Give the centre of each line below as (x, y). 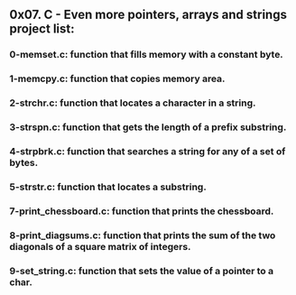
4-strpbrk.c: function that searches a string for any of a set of (148, 151)
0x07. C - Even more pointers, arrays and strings (148, 15)
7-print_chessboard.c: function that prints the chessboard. (142, 211)
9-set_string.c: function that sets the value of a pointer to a (141, 271)
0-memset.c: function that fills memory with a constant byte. (147, 55)
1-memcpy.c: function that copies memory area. (117, 78)
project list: (42, 29)
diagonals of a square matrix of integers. (100, 246)
